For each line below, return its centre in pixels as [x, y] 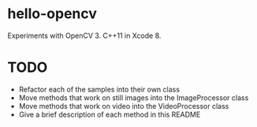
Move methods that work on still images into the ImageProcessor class [134, 97]
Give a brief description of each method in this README [110, 114]
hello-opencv [52, 14]
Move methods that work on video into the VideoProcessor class [124, 106]
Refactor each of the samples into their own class [99, 89]
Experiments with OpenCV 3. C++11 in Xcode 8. [84, 35]
